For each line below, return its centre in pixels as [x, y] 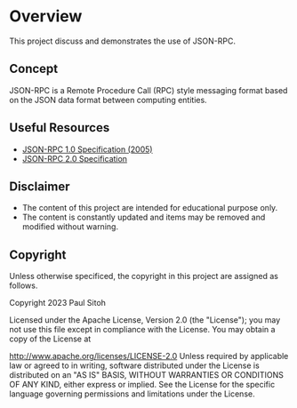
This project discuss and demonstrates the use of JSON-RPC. [122, 41]
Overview [46, 16]
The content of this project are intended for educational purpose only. [150, 208]
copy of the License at [50, 339]
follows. [24, 285]
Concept [34, 69]
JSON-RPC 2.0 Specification [74, 158]
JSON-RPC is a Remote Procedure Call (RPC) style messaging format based [148, 90]
